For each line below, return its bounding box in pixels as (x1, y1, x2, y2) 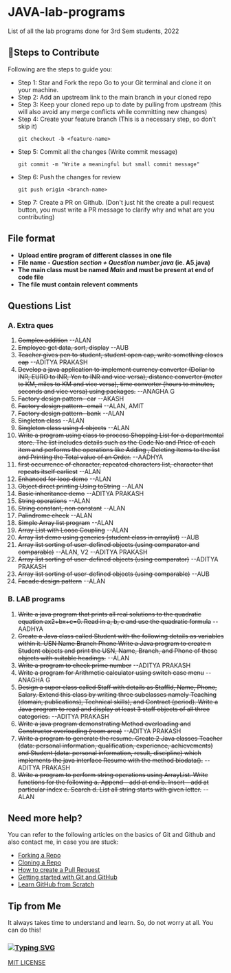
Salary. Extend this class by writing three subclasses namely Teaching (17, 690, 217, 698)
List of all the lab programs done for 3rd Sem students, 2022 (8, 27, 179, 35)
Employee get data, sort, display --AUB (17, 344, 129, 352)
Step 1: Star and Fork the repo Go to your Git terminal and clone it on (17, 78, 212, 87)
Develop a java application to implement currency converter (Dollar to (17, 366, 215, 374)
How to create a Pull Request (17, 866, 100, 874)
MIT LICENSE (8, 959, 46, 967)
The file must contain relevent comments (17, 280, 138, 289)
